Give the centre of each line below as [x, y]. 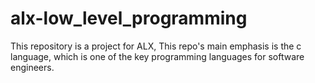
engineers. [32, 67]
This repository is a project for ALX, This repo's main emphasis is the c [156, 46]
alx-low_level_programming [129, 18]
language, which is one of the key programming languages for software [157, 56]
